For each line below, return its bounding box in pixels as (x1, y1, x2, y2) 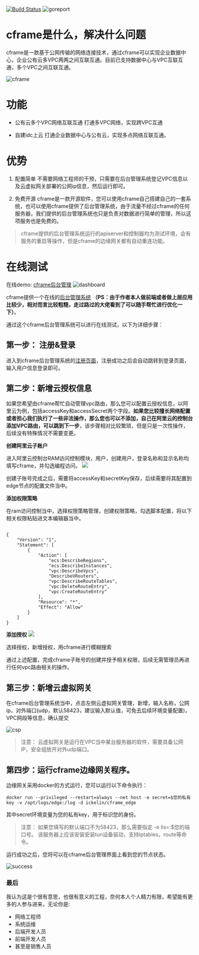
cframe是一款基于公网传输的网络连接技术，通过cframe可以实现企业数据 (6, 49, 181, 56)
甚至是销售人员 (14, 943, 52, 950)
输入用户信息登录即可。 (6, 364, 63, 371)
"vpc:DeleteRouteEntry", (48, 584, 110, 589)
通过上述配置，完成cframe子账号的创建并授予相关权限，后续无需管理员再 (6, 656, 185, 664)
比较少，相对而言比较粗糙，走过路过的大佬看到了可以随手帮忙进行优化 (6, 301, 178, 308)
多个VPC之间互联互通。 (16, 63, 74, 70)
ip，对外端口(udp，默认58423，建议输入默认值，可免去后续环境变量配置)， (6, 707, 191, 714)
